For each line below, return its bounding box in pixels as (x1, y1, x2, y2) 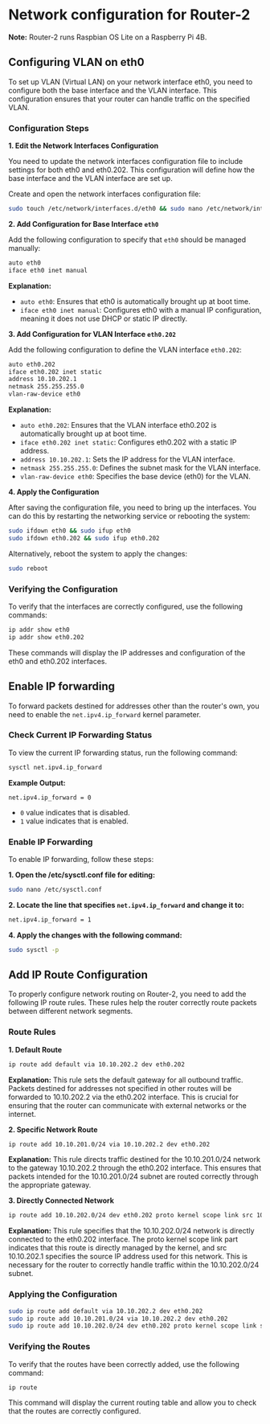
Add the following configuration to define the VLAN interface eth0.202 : (8, 344, 243, 355)
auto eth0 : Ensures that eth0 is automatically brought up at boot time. (19, 296, 251, 306)
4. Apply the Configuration (8, 487, 100, 497)
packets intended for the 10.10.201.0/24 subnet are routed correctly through (8, 1172, 259, 1181)
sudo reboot (8, 564, 48, 572)
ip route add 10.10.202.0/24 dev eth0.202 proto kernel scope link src (8, 1212, 253, 1220)
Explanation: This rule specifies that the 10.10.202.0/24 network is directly (8, 1226, 255, 1236)
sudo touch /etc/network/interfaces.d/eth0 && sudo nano (8, 205, 203, 213)
